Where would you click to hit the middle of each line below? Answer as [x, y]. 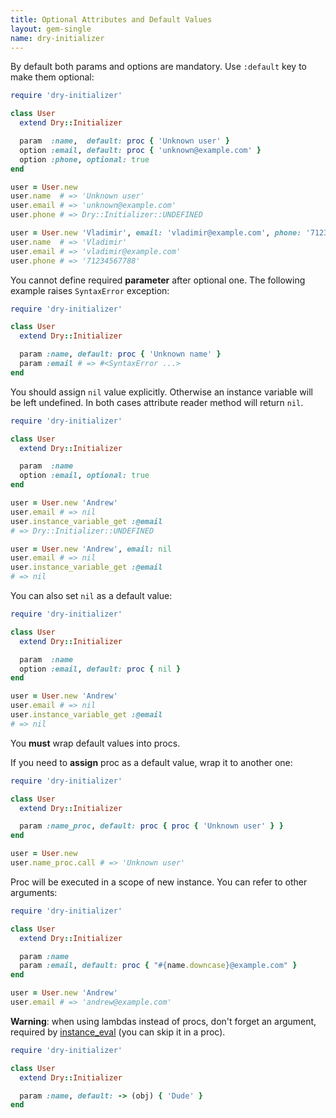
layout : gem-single [51, 29]
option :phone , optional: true [84, 159]
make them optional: [52, 77]
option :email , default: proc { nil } [100, 669]
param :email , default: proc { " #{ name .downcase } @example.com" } [158, 966]
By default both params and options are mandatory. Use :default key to [158, 67]
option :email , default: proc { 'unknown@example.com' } [140, 150]
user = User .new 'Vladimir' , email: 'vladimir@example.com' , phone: [156, 233]
